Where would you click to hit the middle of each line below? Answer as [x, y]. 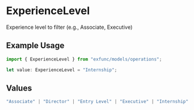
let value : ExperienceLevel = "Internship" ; [62, 70]
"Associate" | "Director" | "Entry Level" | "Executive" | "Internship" [97, 102]
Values [19, 88]
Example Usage [35, 46]
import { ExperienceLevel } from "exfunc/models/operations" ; [84, 59]
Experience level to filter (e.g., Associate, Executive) [69, 27]
